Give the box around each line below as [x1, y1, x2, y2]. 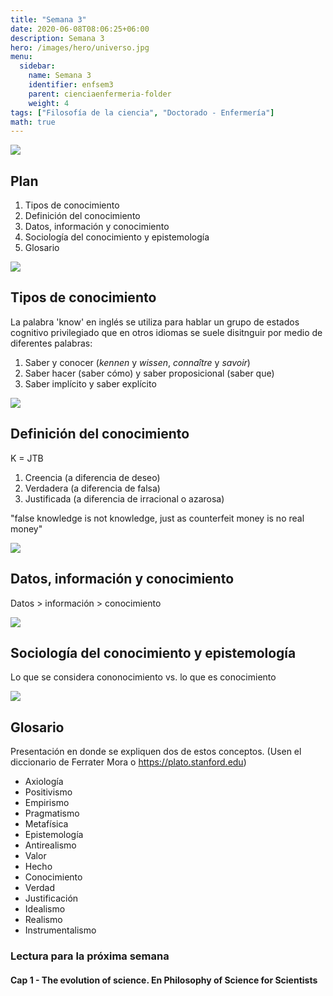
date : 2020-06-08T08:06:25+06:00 [10, 24, 150, 34]
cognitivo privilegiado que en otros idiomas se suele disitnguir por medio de [10, 326, 323, 338]
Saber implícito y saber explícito [24, 377, 157, 390]
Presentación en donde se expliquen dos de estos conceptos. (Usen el [10, 746, 302, 758]
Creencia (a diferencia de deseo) [24, 471, 161, 483]
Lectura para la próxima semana [10, 949, 170, 963]
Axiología [24, 776, 64, 788]
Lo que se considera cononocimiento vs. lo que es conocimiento [10, 671, 277, 683]
